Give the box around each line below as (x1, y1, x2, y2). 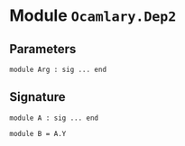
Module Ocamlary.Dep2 (9, 5, 177, 26)
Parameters (9, 41, 77, 57)
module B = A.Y (9, 129, 67, 138)
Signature (9, 89, 66, 105)
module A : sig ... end (9, 114, 99, 123)
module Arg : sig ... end (9, 65, 106, 74)
